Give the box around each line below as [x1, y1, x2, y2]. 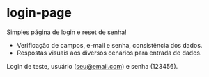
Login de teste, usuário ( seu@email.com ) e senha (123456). [6, 62, 178, 70]
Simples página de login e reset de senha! [6, 28, 127, 36]
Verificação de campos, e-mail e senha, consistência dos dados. [16, 41, 203, 49]
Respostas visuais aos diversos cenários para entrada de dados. [16, 49, 203, 57]
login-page [6, 5, 72, 21]
